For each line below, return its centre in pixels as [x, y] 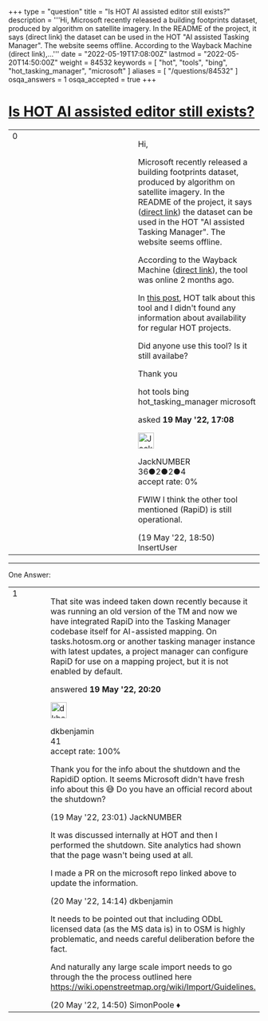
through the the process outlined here [121, 976]
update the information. [94, 883]
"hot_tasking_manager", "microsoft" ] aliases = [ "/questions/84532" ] [123, 71]
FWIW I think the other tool [188, 499]
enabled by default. [87, 671]
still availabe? [164, 356]
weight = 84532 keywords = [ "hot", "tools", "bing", [144, 62]
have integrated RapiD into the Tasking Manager [141, 621]
